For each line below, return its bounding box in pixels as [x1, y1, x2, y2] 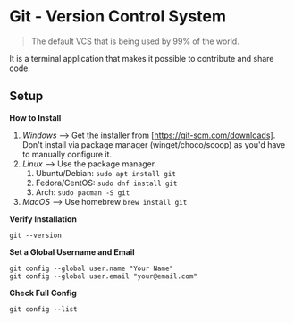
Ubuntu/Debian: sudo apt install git [35, 167, 177, 178]
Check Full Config [9, 287, 78, 298]
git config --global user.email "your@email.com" [9, 271, 198, 281]
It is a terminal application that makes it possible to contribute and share [9, 53, 274, 64]
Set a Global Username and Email [9, 246, 135, 257]
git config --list [9, 304, 78, 314]
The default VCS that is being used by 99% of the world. [30, 36, 239, 47]
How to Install [9, 112, 62, 123]
